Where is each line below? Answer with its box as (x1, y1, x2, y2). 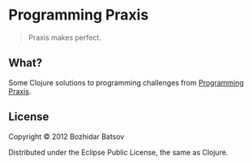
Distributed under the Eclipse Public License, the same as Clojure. (8, 147, 229, 157)
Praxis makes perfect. (28, 33, 101, 42)
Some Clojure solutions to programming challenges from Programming (8, 77, 245, 87)
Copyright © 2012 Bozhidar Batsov (8, 132, 125, 141)
